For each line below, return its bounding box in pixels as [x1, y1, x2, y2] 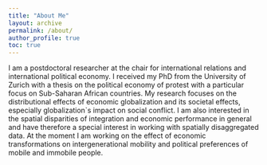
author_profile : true [8, 33, 80, 42]
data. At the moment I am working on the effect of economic [8, 131, 206, 140]
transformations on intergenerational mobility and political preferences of [8, 139, 249, 149]
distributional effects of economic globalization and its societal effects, [8, 97, 241, 107]
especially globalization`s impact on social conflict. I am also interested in [8, 105, 249, 116]
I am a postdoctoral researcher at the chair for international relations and [8, 63, 247, 73]
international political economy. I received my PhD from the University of [8, 72, 246, 81]
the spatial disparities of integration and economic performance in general [8, 114, 253, 124]
